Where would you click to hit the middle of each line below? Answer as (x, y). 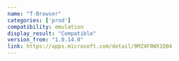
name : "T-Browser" (34, 14)
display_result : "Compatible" (52, 33)
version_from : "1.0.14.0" (45, 40)
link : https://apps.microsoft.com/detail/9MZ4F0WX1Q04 (90, 46)
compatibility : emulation (45, 27)
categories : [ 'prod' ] (39, 20)
